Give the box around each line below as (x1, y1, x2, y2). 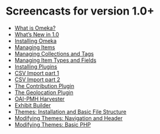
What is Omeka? (14, 24, 56, 32)
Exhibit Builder (14, 101, 51, 109)
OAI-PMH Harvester (14, 95, 65, 102)
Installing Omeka (14, 37, 57, 44)
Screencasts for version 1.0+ (5, 4, 155, 18)
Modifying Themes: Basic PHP (14, 121, 91, 128)
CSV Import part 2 (14, 76, 60, 83)
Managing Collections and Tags (14, 50, 94, 57)
